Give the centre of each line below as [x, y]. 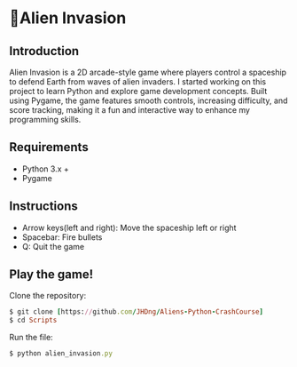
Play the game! [51, 275]
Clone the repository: [48, 296]
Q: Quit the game [53, 246]
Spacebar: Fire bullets [62, 237]
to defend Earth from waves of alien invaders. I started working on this [138, 82]
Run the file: [31, 338]
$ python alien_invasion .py [61, 354]
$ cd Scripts [33, 320]
